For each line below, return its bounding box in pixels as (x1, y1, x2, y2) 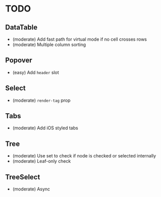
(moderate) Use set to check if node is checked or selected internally (12, 153, 156, 159)
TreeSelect (5, 172, 40, 181)
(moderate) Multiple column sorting (12, 42, 87, 48)
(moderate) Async (12, 186, 50, 192)
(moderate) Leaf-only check (12, 158, 71, 164)
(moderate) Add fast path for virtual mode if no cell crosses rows (12, 36, 147, 42)
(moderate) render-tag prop (12, 97, 71, 103)
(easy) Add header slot (12, 69, 59, 75)
